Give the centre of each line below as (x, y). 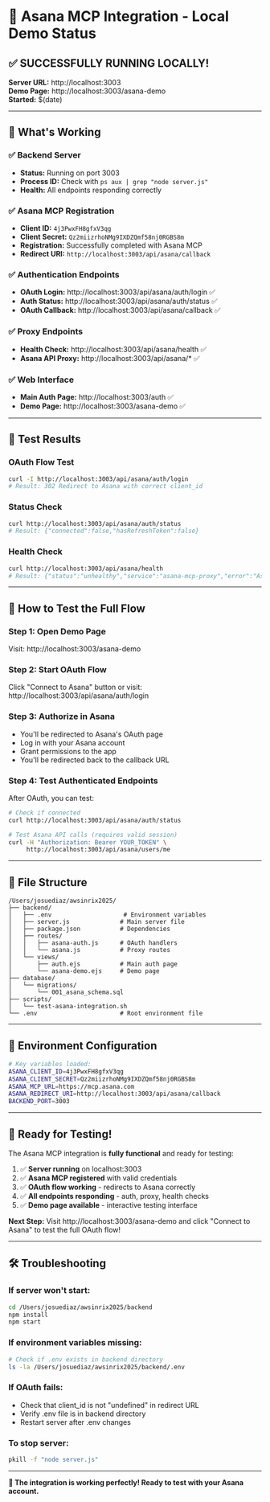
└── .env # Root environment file (106, 1014)
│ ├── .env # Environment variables (107, 915)
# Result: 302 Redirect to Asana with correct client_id (106, 486)
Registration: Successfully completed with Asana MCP (111, 245)
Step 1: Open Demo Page (57, 631)
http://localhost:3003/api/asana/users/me (98, 850)
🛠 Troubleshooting (57, 1264)
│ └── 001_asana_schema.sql (66, 992)
